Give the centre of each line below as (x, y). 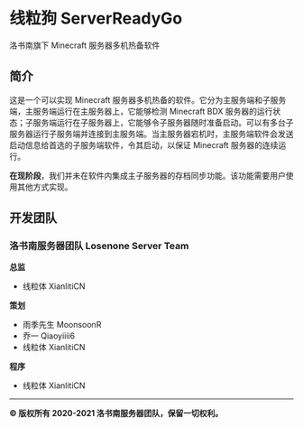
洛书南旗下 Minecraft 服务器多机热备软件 (85, 45)
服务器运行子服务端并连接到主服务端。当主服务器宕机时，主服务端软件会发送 (151, 134)
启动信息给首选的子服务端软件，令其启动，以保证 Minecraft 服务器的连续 (144, 144)
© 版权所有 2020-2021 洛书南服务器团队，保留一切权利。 (116, 413)
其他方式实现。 (45, 187)
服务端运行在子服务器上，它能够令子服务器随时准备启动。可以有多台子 (163, 122)
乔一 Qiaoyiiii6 (48, 336)
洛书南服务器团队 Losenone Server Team (99, 246)
